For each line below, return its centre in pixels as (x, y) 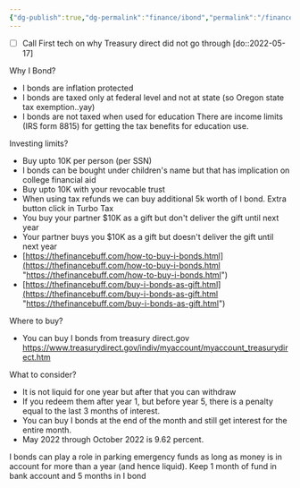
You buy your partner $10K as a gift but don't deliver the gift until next (150, 218)
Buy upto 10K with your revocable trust (93, 189)
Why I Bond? (33, 70)
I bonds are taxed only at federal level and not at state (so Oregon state (153, 97)
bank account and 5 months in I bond (78, 475)
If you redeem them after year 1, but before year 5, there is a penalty (148, 401)
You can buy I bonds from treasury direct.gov (106, 338)
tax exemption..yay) (58, 107)
